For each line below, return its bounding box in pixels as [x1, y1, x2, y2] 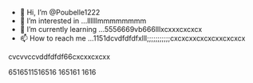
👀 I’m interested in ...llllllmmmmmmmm [19, 16, 147, 26]
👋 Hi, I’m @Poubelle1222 [19, 8, 101, 17]
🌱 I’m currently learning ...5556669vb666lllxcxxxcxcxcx [19, 25, 203, 34]
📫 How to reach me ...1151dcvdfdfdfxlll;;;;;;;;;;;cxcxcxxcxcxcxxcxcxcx [19, 34, 246, 43]
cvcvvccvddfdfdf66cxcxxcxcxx [8, 52, 110, 61]
